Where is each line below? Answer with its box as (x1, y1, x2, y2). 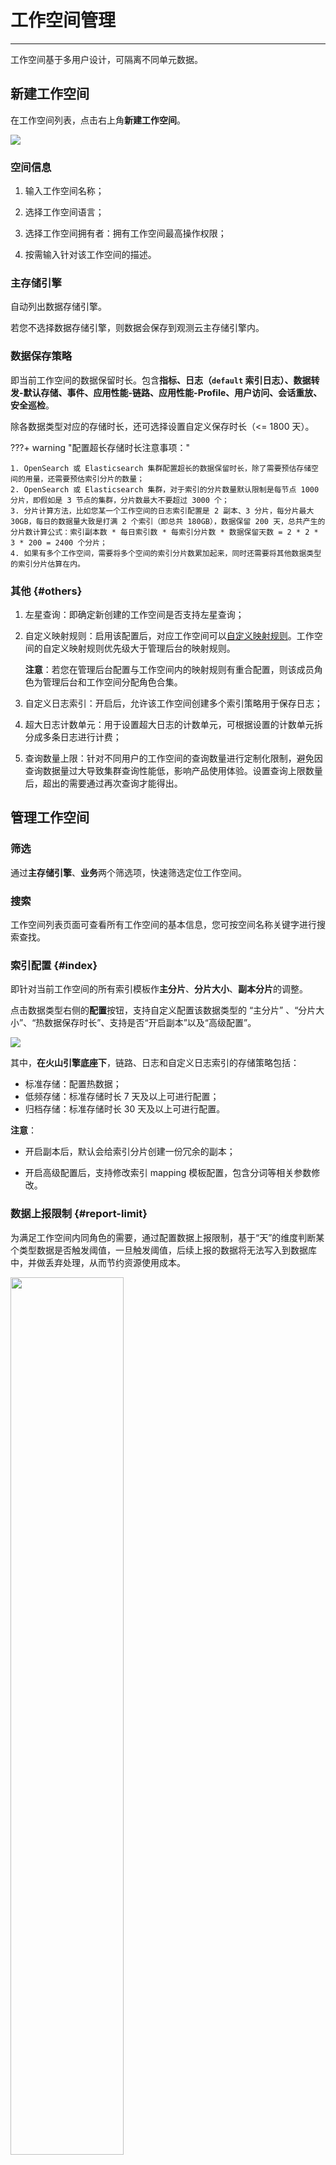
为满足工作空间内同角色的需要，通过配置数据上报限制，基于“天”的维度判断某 (10, 1231, 325, 1243)
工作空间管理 (10, 9, 117, 32)
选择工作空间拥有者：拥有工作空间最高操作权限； (24, 227, 227, 240)
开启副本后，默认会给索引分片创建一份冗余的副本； (24, 1146, 236, 1158)
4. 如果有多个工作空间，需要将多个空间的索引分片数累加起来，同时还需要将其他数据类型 (10, 548, 322, 558)
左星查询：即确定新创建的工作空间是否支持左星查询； (24, 608, 245, 620)
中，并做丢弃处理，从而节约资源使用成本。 (10, 1256, 186, 1268)
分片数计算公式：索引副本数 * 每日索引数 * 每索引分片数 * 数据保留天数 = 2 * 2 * (10, 527, 319, 537)
